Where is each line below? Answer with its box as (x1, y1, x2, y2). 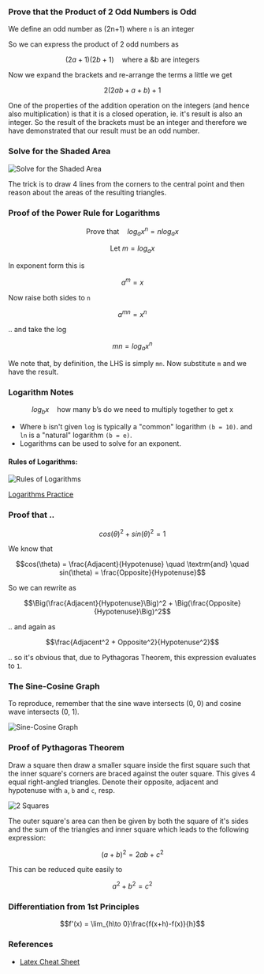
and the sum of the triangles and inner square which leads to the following (8, 825, 250, 834)
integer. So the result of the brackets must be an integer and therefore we (8, 118, 247, 127)
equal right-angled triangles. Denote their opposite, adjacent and (8, 777, 219, 787)
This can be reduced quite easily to (8, 865, 123, 874)
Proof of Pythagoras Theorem (8, 742, 125, 753)
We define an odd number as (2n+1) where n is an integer (8, 25, 195, 34)
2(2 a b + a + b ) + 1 (103, 85, 162, 95)
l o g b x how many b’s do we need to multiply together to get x (31, 405, 234, 416)
